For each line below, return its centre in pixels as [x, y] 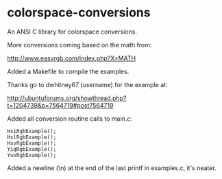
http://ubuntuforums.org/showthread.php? [67, 98]
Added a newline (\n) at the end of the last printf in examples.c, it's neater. [112, 168]
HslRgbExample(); [32, 137]
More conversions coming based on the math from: [79, 45]
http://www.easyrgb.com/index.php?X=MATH [71, 58]
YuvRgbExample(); [32, 155]
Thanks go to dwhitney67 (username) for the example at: [87, 84]
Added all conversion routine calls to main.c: [70, 119]
